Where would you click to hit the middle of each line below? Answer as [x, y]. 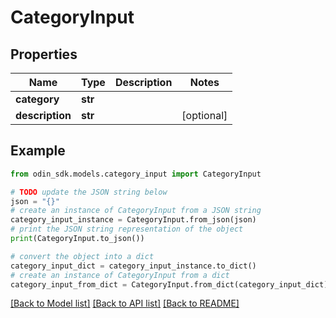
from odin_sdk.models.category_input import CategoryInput [136, 174]
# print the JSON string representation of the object [127, 229]
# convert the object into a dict [82, 256]
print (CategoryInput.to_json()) [77, 239]
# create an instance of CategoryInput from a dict [120, 275]
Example [38, 151]
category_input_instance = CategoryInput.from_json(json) [133, 220]
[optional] [204, 115]
